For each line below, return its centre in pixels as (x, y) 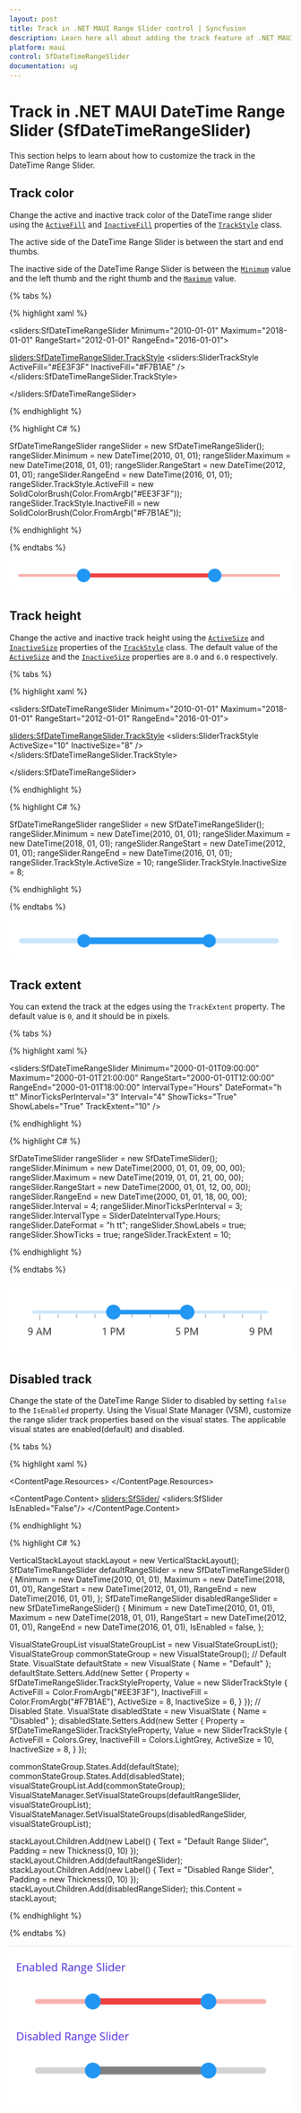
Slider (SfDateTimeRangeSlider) (130, 131)
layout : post (34, 19)
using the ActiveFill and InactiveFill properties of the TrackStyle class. (146, 224)
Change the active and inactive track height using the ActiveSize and (137, 638)
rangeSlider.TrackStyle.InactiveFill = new (84, 503)
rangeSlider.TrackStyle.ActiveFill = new (82, 483)
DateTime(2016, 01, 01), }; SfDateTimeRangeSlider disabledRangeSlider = (144, 1599)
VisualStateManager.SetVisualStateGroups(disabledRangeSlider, (128, 1814)
